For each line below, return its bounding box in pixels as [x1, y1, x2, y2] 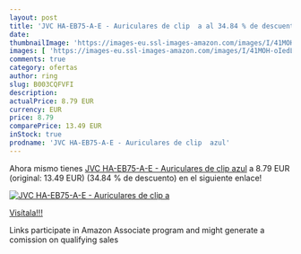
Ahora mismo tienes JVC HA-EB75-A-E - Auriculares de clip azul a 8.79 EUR [9, 162, 290, 173]
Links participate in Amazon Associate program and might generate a [9, 224, 265, 235]
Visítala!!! [9, 207, 43, 218]
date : [9, 30, 30, 39]
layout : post [9, 13, 58, 22]
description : [9, 88, 58, 97]
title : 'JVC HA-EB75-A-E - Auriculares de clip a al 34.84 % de [9, 22, 258, 31]
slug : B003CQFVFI [9, 80, 74, 89]
